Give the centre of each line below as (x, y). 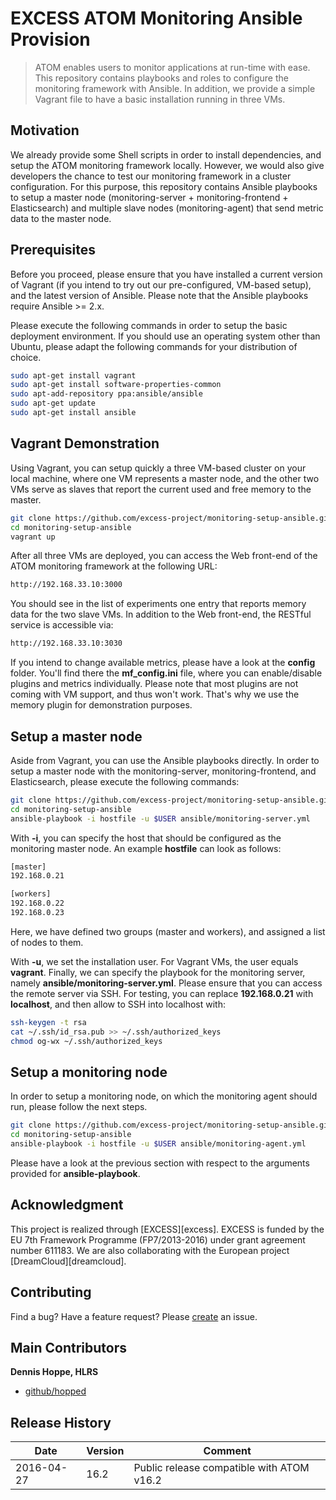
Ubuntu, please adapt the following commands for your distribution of (154, 346)
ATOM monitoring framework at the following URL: (114, 566)
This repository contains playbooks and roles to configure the (161, 78)
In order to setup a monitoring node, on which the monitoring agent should (164, 1096)
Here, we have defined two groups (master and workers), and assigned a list (168, 931)
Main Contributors (68, 1348)
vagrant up (33, 537)
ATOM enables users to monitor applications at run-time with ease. (172, 67)
